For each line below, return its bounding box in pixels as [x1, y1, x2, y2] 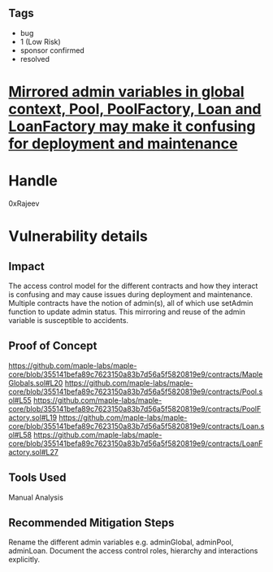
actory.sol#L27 [8, 447, 58, 456]
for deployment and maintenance [8, 134, 238, 153]
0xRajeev [8, 199, 40, 208]
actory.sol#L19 [8, 413, 58, 422]
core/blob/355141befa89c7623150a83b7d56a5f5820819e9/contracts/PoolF [8, 404, 262, 413]
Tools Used [8, 471, 67, 485]
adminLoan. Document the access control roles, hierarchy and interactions [8, 546, 258, 556]
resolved [19, 54, 50, 63]
